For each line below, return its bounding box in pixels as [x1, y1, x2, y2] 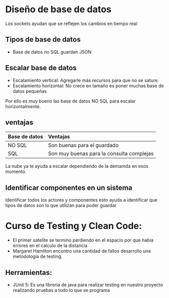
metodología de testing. [12, 254, 63, 260]
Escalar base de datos [5, 64, 77, 72]
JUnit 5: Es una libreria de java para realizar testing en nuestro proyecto [12, 282, 163, 288]
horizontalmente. [5, 103, 41, 109]
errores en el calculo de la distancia [12, 242, 88, 249]
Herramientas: [5, 268, 52, 277]
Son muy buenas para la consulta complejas [48, 150, 154, 157]
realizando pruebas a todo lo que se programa [12, 287, 110, 293]
